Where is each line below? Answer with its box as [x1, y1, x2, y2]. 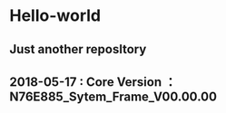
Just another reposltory [9, 42, 147, 57]
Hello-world [9, 5, 102, 26]
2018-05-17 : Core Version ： [9, 74, 177, 89]
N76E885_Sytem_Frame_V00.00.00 [9, 89, 218, 104]
